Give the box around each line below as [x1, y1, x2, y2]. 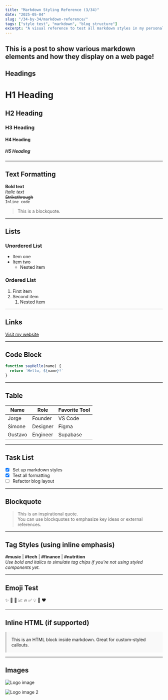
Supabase [58, 431, 82, 438]
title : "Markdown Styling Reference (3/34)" [5, 7, 99, 13]
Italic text [5, 189, 24, 195]
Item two [12, 259, 31, 265]
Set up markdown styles [12, 466, 62, 473]
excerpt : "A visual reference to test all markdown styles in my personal [5, 26, 164, 31]
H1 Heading [5, 90, 54, 101]
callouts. [11, 642, 29, 648]
